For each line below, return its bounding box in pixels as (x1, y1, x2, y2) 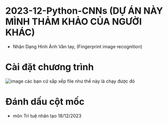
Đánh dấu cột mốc (5, 96, 85, 108)
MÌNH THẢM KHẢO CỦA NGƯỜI (5, 16, 142, 27)
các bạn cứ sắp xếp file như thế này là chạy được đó (25, 78, 135, 84)
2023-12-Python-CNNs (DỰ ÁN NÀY (5, 5, 163, 17)
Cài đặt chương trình (5, 61, 94, 73)
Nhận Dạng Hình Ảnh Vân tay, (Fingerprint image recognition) (12, 43, 142, 49)
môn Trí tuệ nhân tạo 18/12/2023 (12, 112, 82, 119)
